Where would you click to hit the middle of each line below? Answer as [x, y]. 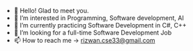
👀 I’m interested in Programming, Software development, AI [99, 18]
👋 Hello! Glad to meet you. [51, 11]
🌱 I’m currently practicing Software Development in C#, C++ [100, 25]
